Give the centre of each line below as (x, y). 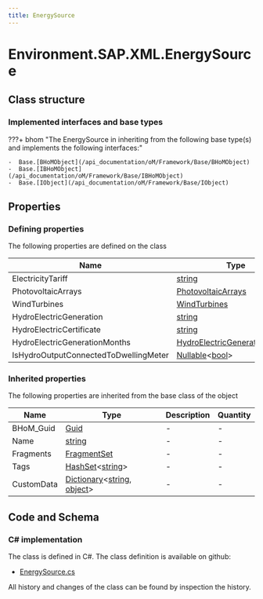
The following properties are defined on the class (87, 246)
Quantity (234, 415)
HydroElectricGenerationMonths (72, 342)
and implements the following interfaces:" (76, 148)
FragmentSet (89, 454)
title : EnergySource (42, 15)
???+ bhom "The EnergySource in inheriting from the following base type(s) (130, 139)
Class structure (47, 100)
